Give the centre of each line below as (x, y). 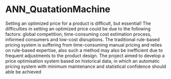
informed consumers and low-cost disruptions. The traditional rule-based (82, 39)
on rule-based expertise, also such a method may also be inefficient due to (84, 50)
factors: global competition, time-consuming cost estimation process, (78, 34)
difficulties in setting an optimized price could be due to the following (78, 28)
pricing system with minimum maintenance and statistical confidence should (86, 66)
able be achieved (23, 71)
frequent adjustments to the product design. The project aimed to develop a (85, 55)
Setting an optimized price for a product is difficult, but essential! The (78, 23)
